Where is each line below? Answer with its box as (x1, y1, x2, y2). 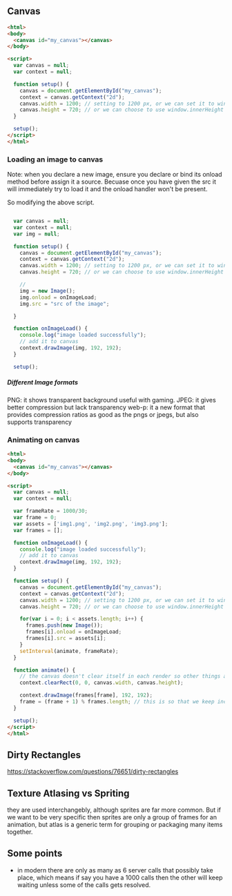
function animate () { (13, 666, 76, 674)
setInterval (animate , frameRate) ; (19, 647, 119, 654)
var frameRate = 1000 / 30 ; (13, 507, 88, 515)
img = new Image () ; (19, 287, 76, 294)
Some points (7, 848, 63, 859)
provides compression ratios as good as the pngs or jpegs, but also (7, 410, 199, 418)
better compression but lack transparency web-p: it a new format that (7, 403, 206, 411)
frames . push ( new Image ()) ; (25, 622, 104, 629)
